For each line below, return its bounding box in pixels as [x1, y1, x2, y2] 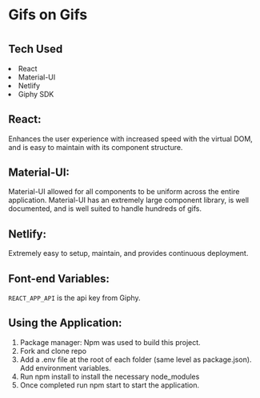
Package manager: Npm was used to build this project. [19, 337, 202, 347]
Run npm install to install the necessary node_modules [19, 372, 200, 381]
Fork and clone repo [19, 346, 86, 355]
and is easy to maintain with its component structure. [8, 142, 183, 152]
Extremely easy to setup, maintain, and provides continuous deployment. [8, 249, 249, 258]
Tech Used [8, 43, 63, 56]
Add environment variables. [19, 363, 111, 372]
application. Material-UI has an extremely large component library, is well [8, 195, 250, 205]
